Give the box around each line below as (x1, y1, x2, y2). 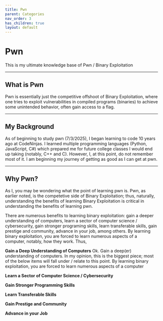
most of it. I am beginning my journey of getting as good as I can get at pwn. (5, 156, 158, 162)
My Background (5, 122, 54, 131)
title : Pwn (5, 7, 27, 12)
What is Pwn (5, 81, 44, 89)
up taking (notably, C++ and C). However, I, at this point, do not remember (5, 151, 153, 157)
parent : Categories (5, 12, 45, 17)
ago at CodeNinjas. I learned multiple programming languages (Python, (5, 140, 147, 146)
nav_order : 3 (5, 16, 32, 21)
